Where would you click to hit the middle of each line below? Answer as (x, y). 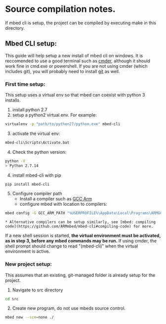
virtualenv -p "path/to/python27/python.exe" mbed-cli (63, 124)
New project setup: (28, 264)
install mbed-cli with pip (37, 175)
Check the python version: (39, 152)
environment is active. (28, 251)
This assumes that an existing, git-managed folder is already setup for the (80, 275)
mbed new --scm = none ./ (30, 318)
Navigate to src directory (38, 290)
